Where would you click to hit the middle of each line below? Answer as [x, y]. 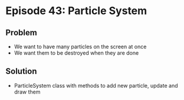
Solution [21, 71]
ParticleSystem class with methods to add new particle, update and [96, 85]
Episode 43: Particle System [76, 11]
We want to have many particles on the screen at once [80, 46]
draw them [27, 92]
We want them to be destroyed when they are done [76, 53]
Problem [22, 33]
